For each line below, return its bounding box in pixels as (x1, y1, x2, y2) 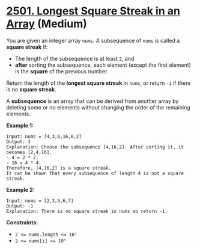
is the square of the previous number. (14, 67, 109, 75)
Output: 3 (6, 138, 31, 145)
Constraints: (6, 218, 38, 226)
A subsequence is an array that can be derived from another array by (6, 97, 179, 105)
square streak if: (6, 43, 48, 51)
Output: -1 (6, 203, 34, 209)
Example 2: (6, 186, 35, 193)
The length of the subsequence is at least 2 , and (14, 55, 135, 62)
